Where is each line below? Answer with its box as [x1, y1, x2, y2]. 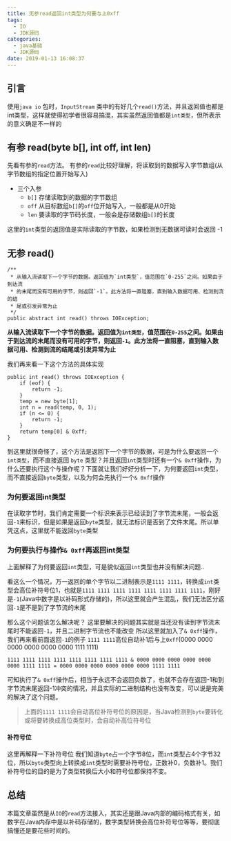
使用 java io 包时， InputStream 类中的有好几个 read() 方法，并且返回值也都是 [7, 102, 224, 111]
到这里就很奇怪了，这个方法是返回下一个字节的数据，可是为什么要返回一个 [7, 447, 219, 456]
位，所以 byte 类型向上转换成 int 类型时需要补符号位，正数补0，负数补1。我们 [7, 758, 223, 766]
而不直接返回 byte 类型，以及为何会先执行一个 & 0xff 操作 [7, 473, 165, 481]
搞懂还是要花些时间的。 [7, 826, 74, 834]
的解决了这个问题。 [7, 692, 62, 701]
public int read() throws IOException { [7, 374, 125, 381]
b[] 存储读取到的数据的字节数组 [27, 193, 118, 201]
